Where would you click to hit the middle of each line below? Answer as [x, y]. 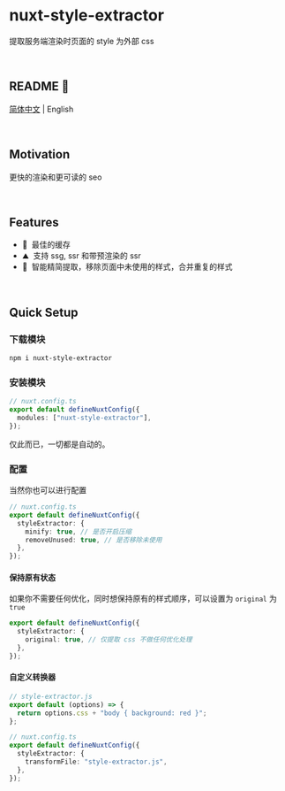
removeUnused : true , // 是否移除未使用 [94, 540]
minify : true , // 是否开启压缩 [79, 532]
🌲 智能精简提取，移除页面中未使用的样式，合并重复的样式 [127, 267]
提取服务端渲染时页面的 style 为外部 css [82, 41]
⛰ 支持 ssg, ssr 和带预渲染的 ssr [81, 256]
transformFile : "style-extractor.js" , [96, 762]
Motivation [40, 154]
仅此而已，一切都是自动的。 [60, 444]
